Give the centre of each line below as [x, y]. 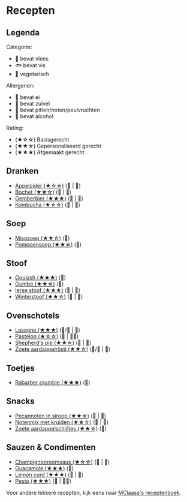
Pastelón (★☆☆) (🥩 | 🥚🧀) [47, 336]
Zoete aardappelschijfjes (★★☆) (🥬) [61, 428]
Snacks [20, 402]
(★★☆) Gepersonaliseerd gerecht [58, 146]
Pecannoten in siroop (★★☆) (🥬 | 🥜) [61, 416]
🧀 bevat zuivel [32, 103]
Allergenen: [20, 85]
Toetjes [20, 368]
